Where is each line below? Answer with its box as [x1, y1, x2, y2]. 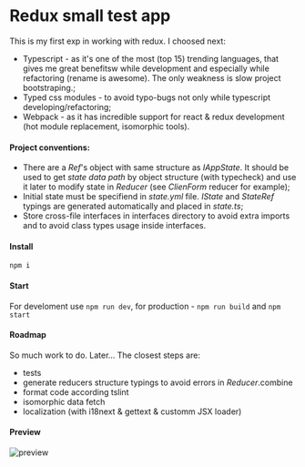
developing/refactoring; [22, 101, 112, 112]
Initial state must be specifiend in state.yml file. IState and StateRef [22, 191, 275, 202]
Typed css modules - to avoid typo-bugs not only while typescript [22, 92, 271, 103]
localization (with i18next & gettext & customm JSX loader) [22, 406, 242, 417]
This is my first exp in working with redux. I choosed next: [9, 36, 226, 46]
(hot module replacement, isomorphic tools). [22, 120, 190, 132]
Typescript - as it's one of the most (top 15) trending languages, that [22, 53, 280, 64]
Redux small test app [9, 5, 171, 26]
